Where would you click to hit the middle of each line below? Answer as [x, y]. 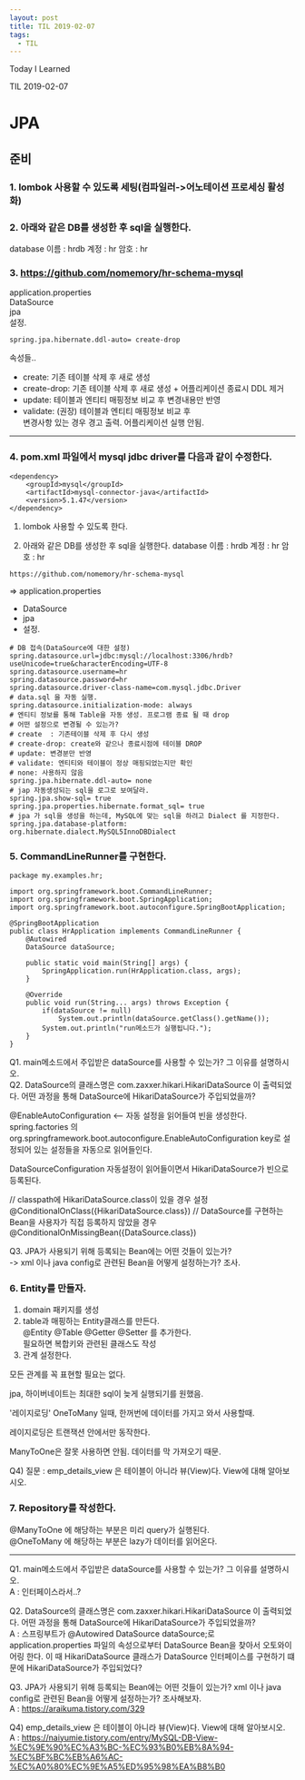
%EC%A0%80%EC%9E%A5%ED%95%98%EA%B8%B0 [118, 1766]
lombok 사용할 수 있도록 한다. [75, 526]
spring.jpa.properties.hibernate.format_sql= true [107, 806]
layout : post [34, 18]
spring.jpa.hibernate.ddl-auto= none [81, 781]
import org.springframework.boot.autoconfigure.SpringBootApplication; [148, 907]
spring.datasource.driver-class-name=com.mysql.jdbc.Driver [126, 687]
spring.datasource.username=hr [69, 672]
